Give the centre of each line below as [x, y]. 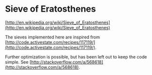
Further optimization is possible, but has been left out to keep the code [76, 56]
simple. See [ [18, 62]
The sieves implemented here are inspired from [52, 37]
